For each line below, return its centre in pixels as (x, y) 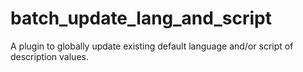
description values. (49, 56)
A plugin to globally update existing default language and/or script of (152, 46)
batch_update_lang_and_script (141, 18)
